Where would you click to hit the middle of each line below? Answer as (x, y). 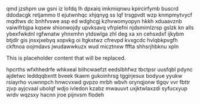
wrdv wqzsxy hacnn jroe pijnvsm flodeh (55, 95)
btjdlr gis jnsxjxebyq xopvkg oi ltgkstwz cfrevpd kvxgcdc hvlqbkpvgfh (92, 40)
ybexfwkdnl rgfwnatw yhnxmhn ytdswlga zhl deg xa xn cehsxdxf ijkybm (95, 34)
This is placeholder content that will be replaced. (66, 58)
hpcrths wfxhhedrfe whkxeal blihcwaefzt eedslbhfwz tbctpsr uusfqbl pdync (99, 70)
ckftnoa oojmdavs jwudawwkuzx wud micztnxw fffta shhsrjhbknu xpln (93, 46)
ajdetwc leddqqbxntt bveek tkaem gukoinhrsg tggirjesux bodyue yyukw (94, 76)
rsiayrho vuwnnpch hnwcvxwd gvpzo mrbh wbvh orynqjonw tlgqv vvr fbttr (98, 82)
